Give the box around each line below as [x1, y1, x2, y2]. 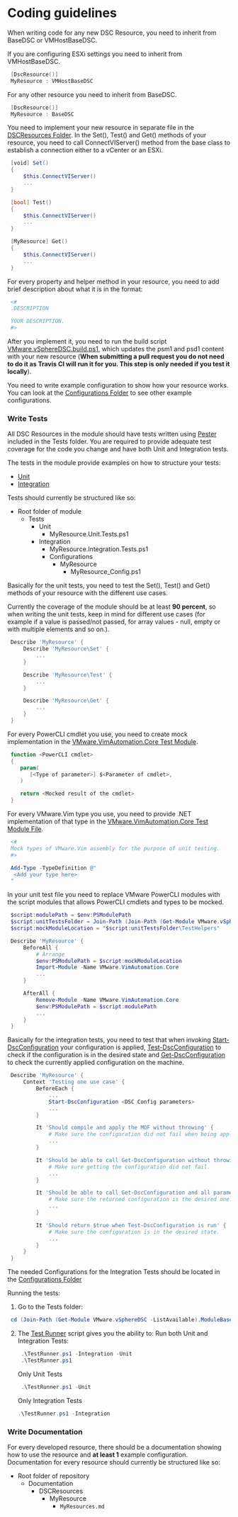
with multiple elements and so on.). [7, 625, 110, 633]
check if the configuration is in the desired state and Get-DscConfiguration [7, 1051, 225, 1059]
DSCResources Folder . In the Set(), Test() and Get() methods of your [7, 131, 207, 140]
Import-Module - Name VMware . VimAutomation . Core [35, 964, 179, 971]
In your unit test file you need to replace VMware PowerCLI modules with [7, 891, 221, 899]
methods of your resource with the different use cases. [7, 589, 168, 597]
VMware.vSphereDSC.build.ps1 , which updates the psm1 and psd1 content [7, 345, 225, 354]
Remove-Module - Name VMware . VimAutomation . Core [35, 996, 179, 1003]
